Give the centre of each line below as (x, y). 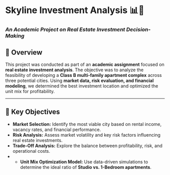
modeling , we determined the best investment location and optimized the (82, 86)
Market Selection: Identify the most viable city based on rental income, (87, 124)
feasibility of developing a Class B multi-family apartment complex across (83, 75)
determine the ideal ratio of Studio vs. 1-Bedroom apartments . (86, 167)
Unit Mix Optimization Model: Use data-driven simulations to (84, 162)
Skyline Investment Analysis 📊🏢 (75, 10)
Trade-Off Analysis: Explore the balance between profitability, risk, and (88, 146)
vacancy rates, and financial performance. (57, 129)
